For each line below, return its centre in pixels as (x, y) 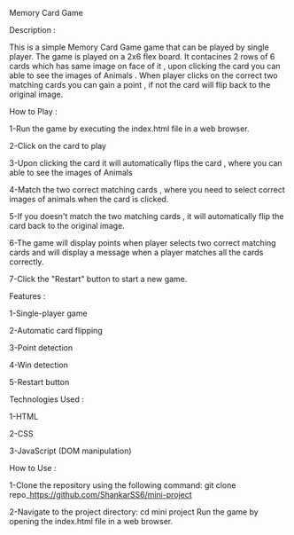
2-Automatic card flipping (56, 330)
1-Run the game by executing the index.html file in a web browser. (129, 129)
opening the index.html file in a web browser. (91, 521)
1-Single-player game (48, 313)
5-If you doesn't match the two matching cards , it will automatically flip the (147, 216)
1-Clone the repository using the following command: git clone (123, 485)
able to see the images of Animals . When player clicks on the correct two (143, 75)
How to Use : (33, 468)
